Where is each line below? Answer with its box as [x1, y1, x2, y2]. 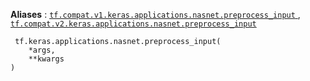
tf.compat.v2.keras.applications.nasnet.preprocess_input [10, 19, 257, 29]
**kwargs [28, 54, 65, 64]
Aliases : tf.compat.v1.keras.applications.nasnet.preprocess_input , [10, 9, 301, 20]
